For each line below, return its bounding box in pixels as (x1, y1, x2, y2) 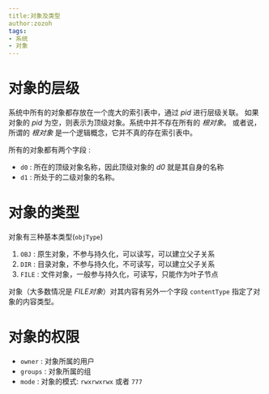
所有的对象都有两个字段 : (8, 145, 91, 155)
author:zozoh (8, 19, 53, 28)
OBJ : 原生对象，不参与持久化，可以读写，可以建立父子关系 (19, 249, 216, 259)
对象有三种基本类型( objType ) (8, 232, 104, 241)
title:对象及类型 (8, 11, 61, 20)
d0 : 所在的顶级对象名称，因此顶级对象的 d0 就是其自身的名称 (19, 163, 224, 172)
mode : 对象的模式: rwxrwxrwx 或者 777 (19, 376, 143, 386)
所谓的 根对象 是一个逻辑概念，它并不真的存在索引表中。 (8, 128, 197, 138)
